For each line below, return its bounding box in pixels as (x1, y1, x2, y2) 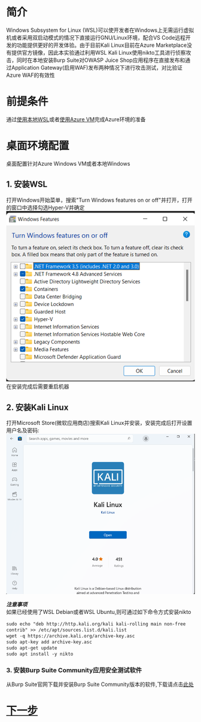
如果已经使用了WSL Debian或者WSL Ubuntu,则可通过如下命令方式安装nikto (6, 608, 191, 615)
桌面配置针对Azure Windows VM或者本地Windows (6, 160, 130, 167)
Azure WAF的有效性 (6, 71, 55, 79)
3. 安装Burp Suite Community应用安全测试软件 (6, 666, 142, 674)
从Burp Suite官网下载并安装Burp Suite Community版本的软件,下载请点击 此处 (6, 681, 194, 688)
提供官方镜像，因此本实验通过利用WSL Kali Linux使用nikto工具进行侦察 (11, 49, 187, 56)
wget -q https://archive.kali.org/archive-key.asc (6, 633, 135, 639)
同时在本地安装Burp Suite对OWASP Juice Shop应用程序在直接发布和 (16, 56, 185, 64)
